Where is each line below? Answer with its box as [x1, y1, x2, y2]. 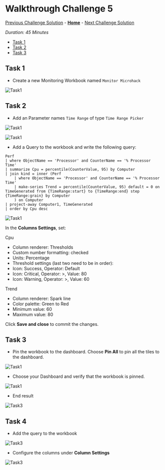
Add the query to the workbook [12, 430, 77, 436]
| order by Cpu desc [5, 206, 48, 211]
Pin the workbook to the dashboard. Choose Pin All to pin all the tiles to [12, 349, 160, 355]
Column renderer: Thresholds [12, 244, 73, 250]
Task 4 [5, 417, 26, 425]
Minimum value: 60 [12, 306, 52, 312]
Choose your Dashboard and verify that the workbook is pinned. [12, 373, 145, 379]
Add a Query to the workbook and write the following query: [12, 144, 136, 150]
